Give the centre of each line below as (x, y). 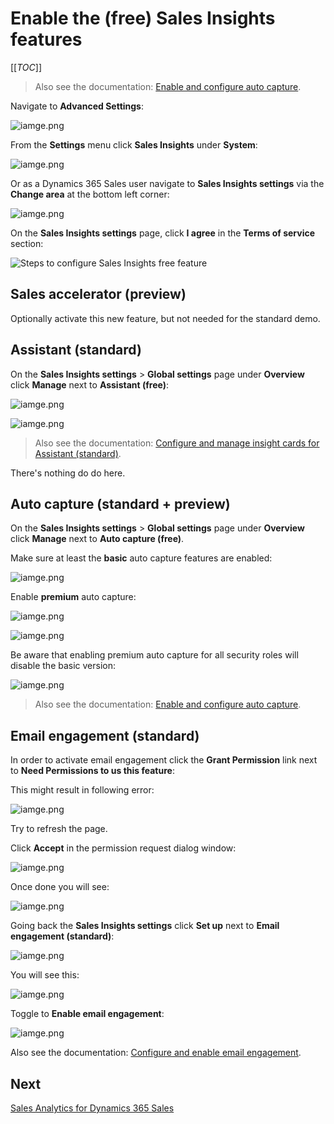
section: (27, 243)
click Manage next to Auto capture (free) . (97, 539)
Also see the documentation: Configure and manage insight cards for (177, 443)
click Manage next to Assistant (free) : (90, 384)
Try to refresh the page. (59, 829)
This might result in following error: (82, 790)
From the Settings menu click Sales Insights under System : (134, 144)
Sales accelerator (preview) (98, 294)
